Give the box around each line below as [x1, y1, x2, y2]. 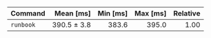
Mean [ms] [54, 9, 91, 18]
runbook [10, 21, 36, 28]
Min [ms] [97, 9, 128, 18]
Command [10, 9, 46, 18]
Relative [173, 9, 201, 18]
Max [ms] [134, 9, 167, 18]
